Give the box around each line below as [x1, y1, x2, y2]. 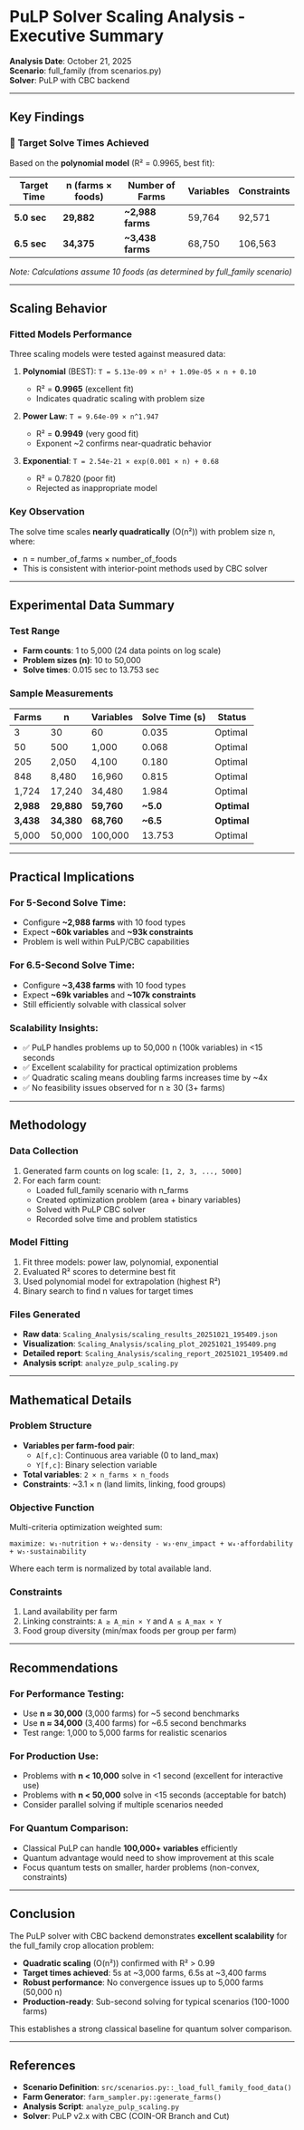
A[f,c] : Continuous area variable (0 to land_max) [35, 1450, 219, 1460]
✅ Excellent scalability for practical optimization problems [22, 1062, 238, 1073]
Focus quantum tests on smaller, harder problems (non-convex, [22, 1862, 260, 1873]
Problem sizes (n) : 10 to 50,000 [22, 655, 142, 666]
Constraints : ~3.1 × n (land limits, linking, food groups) [22, 1479, 226, 1489]
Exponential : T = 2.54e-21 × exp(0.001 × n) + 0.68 [22, 456, 220, 467]
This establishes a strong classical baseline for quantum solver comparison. [9, 2023, 292, 2034]
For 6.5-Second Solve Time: [9, 959, 136, 971]
